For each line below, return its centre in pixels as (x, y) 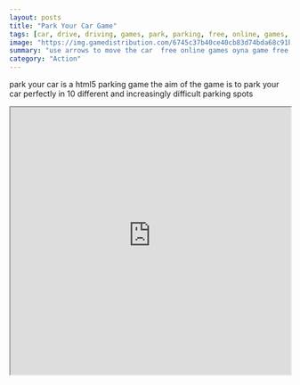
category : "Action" (45, 59)
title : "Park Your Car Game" (63, 26)
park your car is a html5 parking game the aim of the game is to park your (144, 84)
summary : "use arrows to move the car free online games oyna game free (149, 51)
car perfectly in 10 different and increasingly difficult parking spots (131, 94)
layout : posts (36, 17)
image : (21, 42)
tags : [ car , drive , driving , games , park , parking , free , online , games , (149, 34)
